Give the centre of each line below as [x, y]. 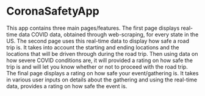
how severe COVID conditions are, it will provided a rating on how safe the [100, 60]
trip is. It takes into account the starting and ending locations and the [93, 47]
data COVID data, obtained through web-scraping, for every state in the [109, 34]
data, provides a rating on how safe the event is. [67, 86]
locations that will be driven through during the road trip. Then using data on [102, 53]
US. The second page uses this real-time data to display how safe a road [98, 41]
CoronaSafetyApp [53, 11]
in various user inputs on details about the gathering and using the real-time [102, 80]
